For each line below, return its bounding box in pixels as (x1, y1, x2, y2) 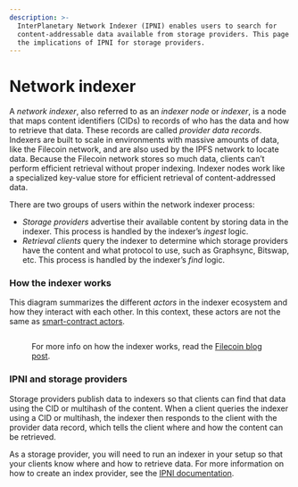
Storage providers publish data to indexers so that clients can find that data (9, 393, 286, 404)
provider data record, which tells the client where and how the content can (9, 422, 284, 432)
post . (31, 350, 51, 362)
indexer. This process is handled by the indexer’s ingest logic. (21, 226, 249, 237)
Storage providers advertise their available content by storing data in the (21, 216, 289, 228)
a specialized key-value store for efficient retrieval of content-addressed (9, 172, 277, 183)
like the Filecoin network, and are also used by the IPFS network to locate (9, 144, 279, 155)
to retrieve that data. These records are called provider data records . (9, 125, 262, 136)
